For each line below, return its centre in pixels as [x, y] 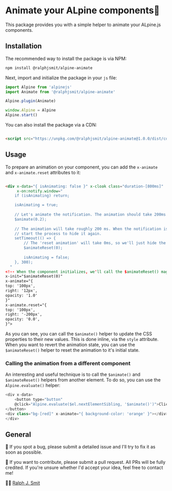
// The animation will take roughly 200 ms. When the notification [88, 229]
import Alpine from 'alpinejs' [39, 87]
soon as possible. [24, 452]
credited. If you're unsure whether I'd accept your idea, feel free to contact [84, 467]
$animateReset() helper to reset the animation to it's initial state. [72, 350]
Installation [24, 46]
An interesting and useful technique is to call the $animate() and [73, 375]
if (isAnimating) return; [42, 196]
